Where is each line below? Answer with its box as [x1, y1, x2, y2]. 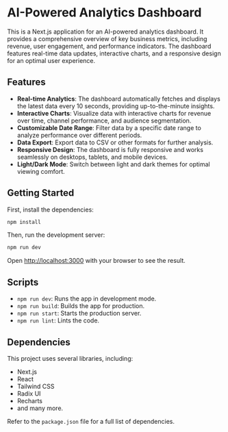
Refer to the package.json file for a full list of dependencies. [7, 417, 175, 425]
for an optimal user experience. [7, 56, 96, 64]
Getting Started [7, 187, 75, 199]
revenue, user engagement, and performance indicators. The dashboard [7, 42, 212, 50]
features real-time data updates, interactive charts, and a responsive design [7, 49, 221, 58]
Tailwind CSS [16, 382, 55, 390]
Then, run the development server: [7, 231, 105, 239]
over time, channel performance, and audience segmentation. [16, 116, 192, 125]
